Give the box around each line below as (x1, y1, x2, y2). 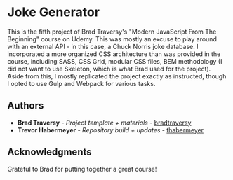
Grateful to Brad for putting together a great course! (7, 165, 157, 173)
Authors (7, 99, 44, 112)
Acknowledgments (7, 146, 93, 158)
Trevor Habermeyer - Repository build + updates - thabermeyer (17, 125, 204, 134)
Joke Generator (7, 4, 100, 20)
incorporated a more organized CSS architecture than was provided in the (7, 50, 221, 58)
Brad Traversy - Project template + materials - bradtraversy (17, 118, 192, 127)
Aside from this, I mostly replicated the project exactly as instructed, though (7, 71, 227, 81)
